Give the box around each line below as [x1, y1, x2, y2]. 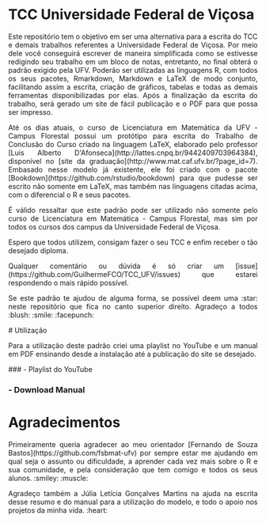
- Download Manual [8, 384, 85, 395]
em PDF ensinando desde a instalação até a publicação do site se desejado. [8, 349, 256, 358]
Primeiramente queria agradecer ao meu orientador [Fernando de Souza [8, 439, 258, 449]
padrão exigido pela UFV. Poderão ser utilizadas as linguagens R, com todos [8, 65, 258, 74]
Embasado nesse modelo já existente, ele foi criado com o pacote [8, 165, 258, 174]
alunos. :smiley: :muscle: [8, 473, 89, 483]
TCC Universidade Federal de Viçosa [8, 6, 255, 24]
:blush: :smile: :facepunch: [8, 310, 94, 320]
